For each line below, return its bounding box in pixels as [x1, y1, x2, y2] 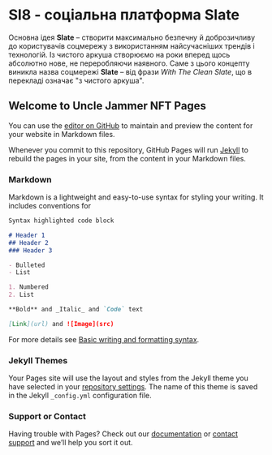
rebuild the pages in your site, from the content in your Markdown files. [8, 153, 246, 163]
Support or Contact [8, 411, 87, 423]
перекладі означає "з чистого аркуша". [8, 75, 145, 85]
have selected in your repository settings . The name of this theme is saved [8, 382, 258, 392]
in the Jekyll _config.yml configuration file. [8, 391, 152, 401]
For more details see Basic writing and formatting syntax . [8, 334, 200, 344]
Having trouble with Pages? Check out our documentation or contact [8, 429, 238, 439]
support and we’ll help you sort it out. [8, 438, 133, 448]
